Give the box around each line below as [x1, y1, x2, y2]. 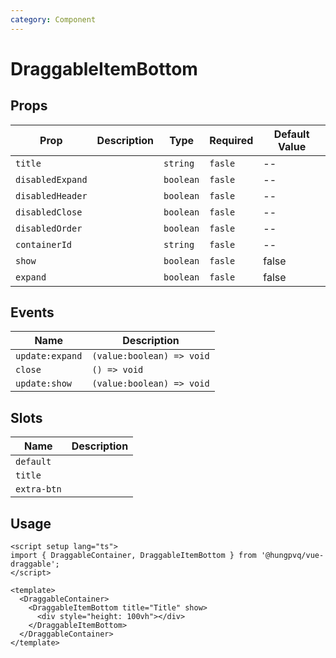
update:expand [15, 351, 83, 362]
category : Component [10, 14, 97, 25]
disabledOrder [15, 222, 83, 234]
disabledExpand [15, 174, 88, 185]
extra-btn [15, 484, 62, 495]
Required [209, 133, 254, 147]
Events [10, 304, 55, 321]
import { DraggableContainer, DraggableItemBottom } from [10, 551, 257, 561]
